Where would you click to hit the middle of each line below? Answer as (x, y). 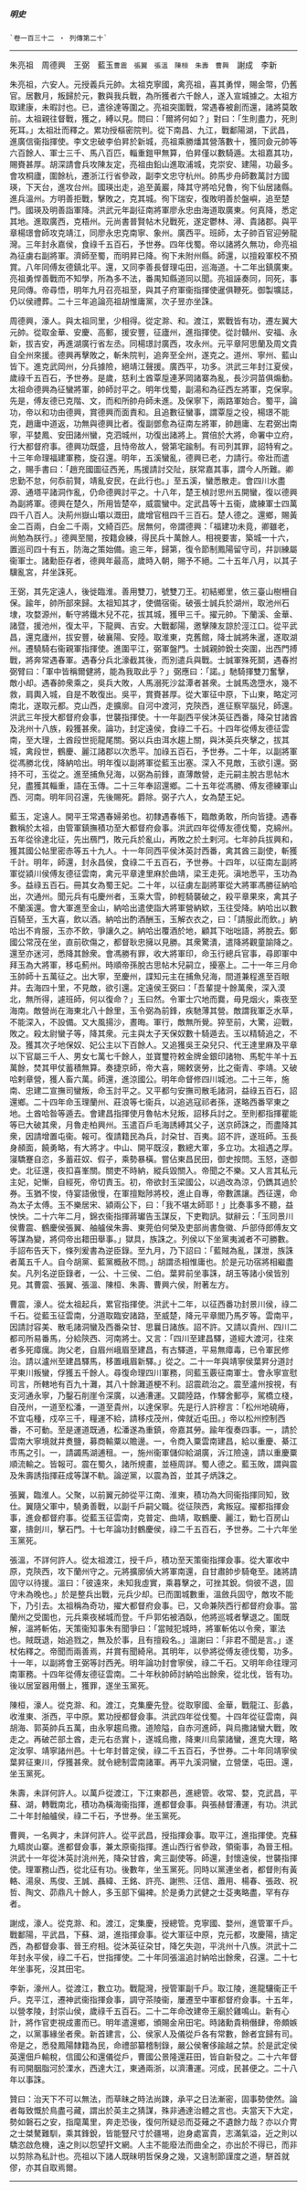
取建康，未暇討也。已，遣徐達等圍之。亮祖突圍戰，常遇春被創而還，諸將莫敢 (153, 107)
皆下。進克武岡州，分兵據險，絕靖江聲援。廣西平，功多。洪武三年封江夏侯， (153, 366)
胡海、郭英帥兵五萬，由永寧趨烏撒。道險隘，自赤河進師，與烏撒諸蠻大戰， (149, 1728)
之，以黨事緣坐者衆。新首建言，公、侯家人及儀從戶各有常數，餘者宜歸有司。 (153, 2034)
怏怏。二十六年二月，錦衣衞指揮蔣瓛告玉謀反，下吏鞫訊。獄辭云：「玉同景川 (152, 1216)
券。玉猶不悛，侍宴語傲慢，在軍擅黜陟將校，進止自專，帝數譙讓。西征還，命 (153, 1193)
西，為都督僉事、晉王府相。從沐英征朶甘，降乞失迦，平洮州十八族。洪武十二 (153, 1945)
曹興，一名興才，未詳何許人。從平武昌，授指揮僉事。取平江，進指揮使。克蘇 (153, 1835)
